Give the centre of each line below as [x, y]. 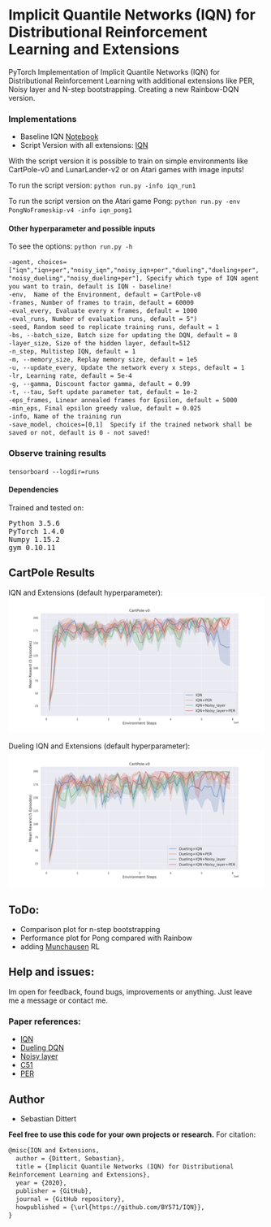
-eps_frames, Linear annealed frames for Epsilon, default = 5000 [123, 401]
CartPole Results [52, 573]
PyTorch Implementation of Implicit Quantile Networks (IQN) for [114, 72]
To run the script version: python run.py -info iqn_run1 [102, 185]
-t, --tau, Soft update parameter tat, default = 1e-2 [103, 392]
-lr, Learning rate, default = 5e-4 [70, 376]
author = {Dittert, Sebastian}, [71, 1158]
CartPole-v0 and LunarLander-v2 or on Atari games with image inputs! [127, 170]
